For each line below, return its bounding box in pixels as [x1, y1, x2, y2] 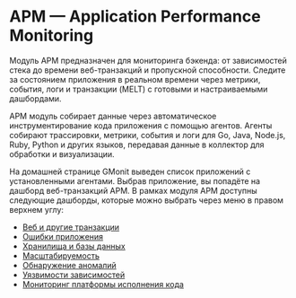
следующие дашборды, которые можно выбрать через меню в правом [9, 195, 284, 206]
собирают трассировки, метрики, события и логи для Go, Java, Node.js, [9, 129, 286, 140]
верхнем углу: [9, 204, 65, 215]
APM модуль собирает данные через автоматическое [9, 110, 217, 121]
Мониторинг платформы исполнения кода [22, 278, 184, 289]
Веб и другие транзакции [22, 222, 119, 232]
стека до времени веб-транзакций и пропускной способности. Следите [9, 65, 286, 75]
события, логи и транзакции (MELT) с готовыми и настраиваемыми [9, 83, 268, 94]
